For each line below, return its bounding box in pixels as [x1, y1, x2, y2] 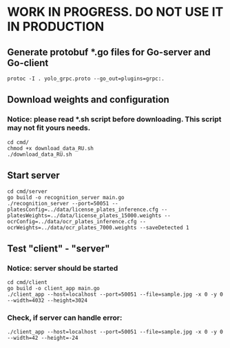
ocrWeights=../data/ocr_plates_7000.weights [7, 224, 137, 231]
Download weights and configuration [7, 94, 170, 105]
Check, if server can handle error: [7, 313, 123, 323]
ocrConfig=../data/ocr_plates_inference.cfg [7, 218, 137, 225]
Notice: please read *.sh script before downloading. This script [7, 114, 222, 124]
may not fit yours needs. [7, 123, 91, 133]
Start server [7, 170, 60, 181]
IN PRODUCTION [7, 19, 105, 34]
